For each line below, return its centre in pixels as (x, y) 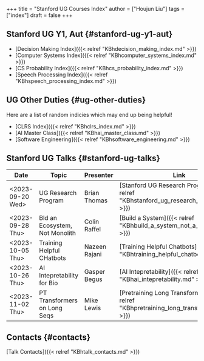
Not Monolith (57, 233)
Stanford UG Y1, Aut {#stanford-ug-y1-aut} (90, 34)
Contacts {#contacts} (49, 337)
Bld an (48, 218)
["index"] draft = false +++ (39, 15)
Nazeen (95, 247)
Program (51, 200)
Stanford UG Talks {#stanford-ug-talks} (83, 158)
